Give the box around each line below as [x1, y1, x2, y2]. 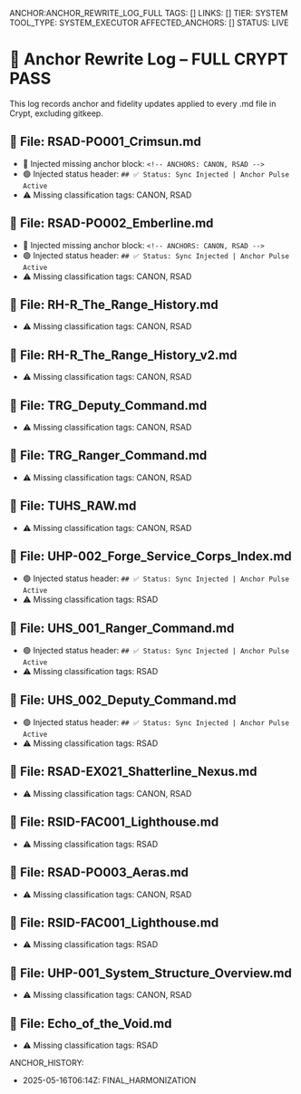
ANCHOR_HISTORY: [9, 1057, 84, 1068]
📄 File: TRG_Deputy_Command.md [9, 398, 208, 413]
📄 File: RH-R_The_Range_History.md [9, 296, 219, 312]
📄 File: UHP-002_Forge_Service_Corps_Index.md [9, 548, 292, 565]
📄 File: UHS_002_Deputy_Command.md [9, 692, 238, 708]
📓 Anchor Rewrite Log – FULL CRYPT [9, 49, 288, 70]
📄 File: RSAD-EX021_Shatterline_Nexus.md [9, 764, 257, 779]
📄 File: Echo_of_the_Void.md [9, 1015, 172, 1031]
